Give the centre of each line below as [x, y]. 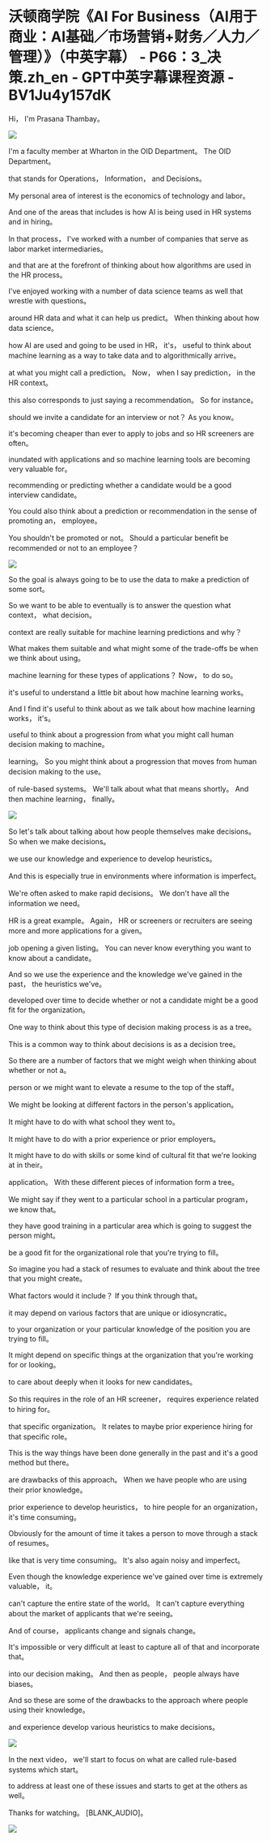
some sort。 [29, 589]
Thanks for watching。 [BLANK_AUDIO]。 [78, 1813]
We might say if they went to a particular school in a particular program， [130, 1199]
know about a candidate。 [52, 958]
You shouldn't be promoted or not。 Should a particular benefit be [119, 538]
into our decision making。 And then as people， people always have [124, 1674]
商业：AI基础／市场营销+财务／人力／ [134, 37]
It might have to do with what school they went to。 [94, 1122]
